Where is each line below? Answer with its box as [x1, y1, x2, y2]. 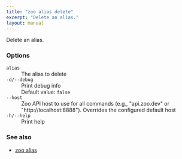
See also [6, 133, 32, 141]
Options [6, 52, 30, 60]
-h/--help [6, 112, 31, 119]
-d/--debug [6, 76, 34, 83]
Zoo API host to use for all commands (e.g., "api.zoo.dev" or [21, 100, 169, 107]
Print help [21, 118, 45, 125]
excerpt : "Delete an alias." [6, 14, 79, 20]
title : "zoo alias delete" [6, 8, 74, 15]
